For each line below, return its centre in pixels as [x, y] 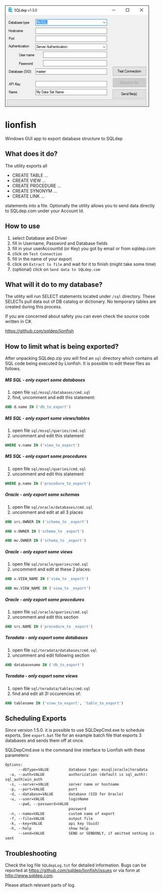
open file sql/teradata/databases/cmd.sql [54, 650]
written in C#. [19, 322]
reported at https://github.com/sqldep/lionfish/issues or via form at [73, 870]
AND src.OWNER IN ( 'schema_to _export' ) [47, 522]
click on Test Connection [37, 253]
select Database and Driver [40, 238]
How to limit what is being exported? [62, 346]
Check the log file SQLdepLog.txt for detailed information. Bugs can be [76, 865]
